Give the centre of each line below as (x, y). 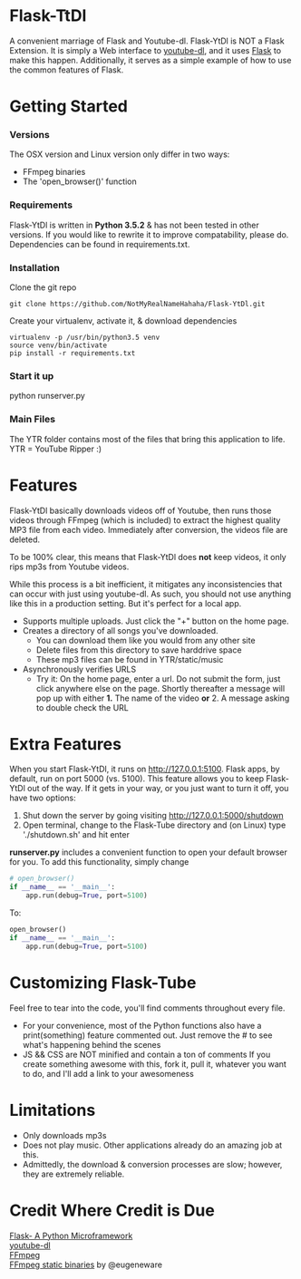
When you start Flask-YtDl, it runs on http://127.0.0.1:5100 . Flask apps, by (145, 769)
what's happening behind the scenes (92, 1044)
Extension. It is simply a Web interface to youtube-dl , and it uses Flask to (146, 50)
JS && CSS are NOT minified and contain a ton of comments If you (146, 1054)
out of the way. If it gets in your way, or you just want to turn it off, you (158, 789)
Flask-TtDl (48, 16)
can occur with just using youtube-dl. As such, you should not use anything (150, 594)
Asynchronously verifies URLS (79, 669)
